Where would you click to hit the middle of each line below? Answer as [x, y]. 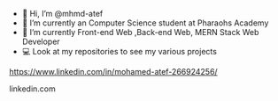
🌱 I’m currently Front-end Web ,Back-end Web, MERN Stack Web [140, 32]
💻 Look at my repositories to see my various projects [119, 51]
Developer [41, 41]
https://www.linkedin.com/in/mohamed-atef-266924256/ [114, 72]
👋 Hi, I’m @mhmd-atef [62, 14]
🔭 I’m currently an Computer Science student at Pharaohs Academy [145, 23]
